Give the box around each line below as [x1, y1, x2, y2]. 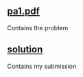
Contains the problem [7, 23, 69, 32]
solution [7, 44, 43, 56]
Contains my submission [7, 62, 77, 70]
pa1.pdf [7, 5, 40, 17]
